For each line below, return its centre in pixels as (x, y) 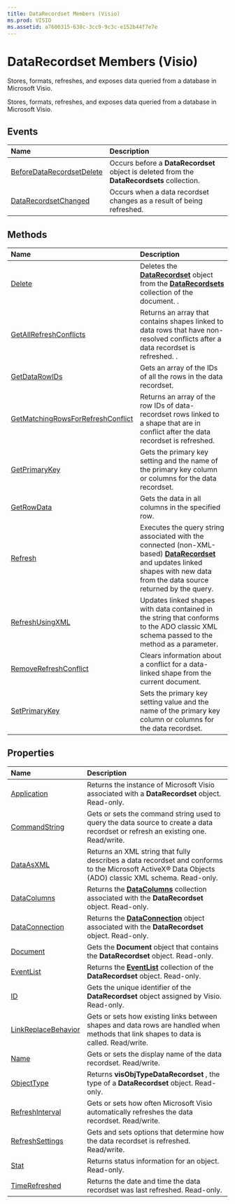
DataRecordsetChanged (50, 201)
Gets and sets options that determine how (156, 1132)
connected (157, 544)
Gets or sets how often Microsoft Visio (150, 1103)
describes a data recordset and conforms (155, 860)
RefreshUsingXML (41, 622)
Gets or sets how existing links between (152, 1016)
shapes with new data (176, 571)
